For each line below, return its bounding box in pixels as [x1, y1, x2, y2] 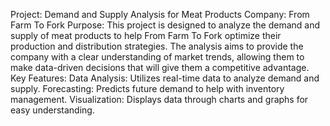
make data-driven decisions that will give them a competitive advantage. [10, 62, 310, 73]
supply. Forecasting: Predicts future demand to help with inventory [10, 83, 285, 94]
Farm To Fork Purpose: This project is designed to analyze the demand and [10, 19, 321, 31]
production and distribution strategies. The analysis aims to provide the [10, 40, 304, 52]
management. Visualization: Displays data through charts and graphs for [10, 94, 309, 105]
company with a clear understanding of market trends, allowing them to [10, 51, 305, 63]
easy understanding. [10, 104, 95, 116]
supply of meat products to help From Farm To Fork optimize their [10, 30, 282, 41]
